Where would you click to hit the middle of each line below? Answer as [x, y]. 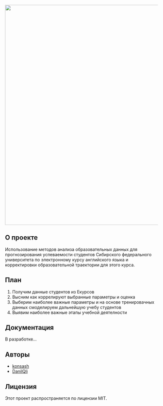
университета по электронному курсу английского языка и [67, 260]
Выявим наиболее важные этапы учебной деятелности [69, 312]
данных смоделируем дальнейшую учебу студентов [66, 307]
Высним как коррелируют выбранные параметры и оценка [73, 297]
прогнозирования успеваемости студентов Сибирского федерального [78, 254]
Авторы [17, 354]
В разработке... [21, 339]
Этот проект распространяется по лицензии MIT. [56, 398]
